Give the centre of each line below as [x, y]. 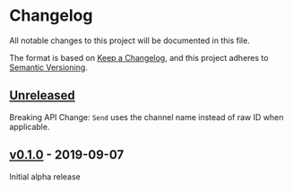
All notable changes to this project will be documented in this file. [130, 40]
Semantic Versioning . [48, 67]
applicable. [30, 126]
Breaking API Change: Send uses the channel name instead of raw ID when [146, 117]
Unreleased [43, 95]
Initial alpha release [45, 177]
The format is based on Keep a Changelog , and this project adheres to [139, 57]
